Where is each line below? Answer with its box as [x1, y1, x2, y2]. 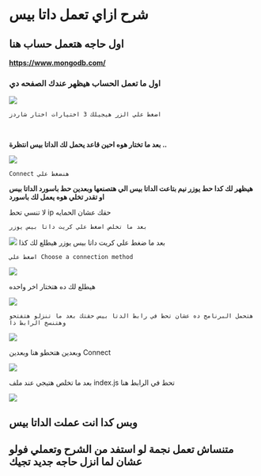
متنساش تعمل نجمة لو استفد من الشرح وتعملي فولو [9, 443, 234, 456]
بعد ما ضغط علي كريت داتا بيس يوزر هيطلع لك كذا [18, 238, 165, 247]
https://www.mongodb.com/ [9, 58, 106, 67]
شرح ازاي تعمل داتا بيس [9, 6, 149, 24]
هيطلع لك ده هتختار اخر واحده [9, 282, 96, 291]
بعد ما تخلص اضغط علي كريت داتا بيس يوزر [9, 223, 148, 231]
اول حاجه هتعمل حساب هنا [9, 37, 125, 51]
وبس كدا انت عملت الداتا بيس [9, 416, 138, 429]
